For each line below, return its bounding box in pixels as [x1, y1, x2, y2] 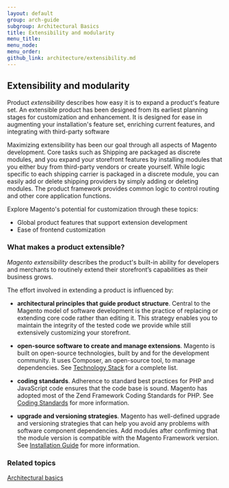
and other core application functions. [7, 191, 111, 199]
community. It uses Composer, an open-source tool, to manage [16, 356, 196, 364]
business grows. [7, 272, 53, 281]
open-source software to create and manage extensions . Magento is [16, 341, 215, 350]
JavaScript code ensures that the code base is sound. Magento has [16, 384, 208, 392]
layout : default [7, 10, 53, 17]
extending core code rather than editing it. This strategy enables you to [16, 313, 217, 322]
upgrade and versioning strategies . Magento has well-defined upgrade [16, 412, 220, 420]
